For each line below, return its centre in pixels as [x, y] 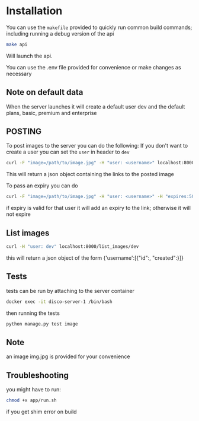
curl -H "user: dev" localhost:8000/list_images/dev [73, 247]
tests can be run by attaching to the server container [70, 291]
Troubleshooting [38, 375]
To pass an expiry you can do [42, 186]
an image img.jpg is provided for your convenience [68, 356]
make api [17, 44]
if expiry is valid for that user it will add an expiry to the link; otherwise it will [99, 208]
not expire [18, 214]
